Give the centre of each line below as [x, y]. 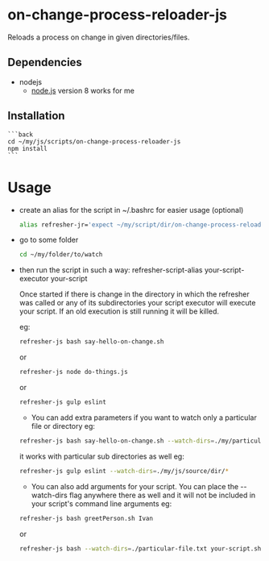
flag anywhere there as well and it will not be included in [162, 495]
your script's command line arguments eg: [101, 503]
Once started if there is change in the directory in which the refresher [134, 294]
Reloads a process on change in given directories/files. [99, 37]
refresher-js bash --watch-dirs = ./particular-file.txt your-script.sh [140, 549]
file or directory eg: [63, 426]
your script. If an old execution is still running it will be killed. [119, 311]
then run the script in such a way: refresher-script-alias [111, 270]
